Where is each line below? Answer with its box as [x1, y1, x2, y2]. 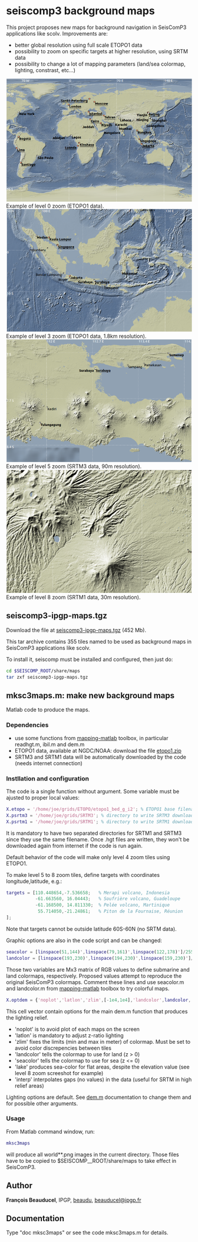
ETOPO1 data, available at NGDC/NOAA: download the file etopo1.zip [14, 747, 181, 754]
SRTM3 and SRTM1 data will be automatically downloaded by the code [14, 753, 187, 760]
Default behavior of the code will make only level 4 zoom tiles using [6, 853, 170, 860]
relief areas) [14, 1082, 44, 1089]
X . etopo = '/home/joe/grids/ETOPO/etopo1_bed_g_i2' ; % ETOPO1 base [6, 806, 176, 812]
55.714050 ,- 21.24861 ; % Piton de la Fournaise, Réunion [37, 908, 183, 915]
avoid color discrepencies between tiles [14, 1044, 112, 1051]
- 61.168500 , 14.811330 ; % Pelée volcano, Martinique [35, 902, 170, 908]
